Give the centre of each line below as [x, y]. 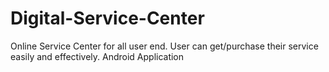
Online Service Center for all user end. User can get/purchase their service [164, 46]
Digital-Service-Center [107, 18]
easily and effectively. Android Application [97, 56]
